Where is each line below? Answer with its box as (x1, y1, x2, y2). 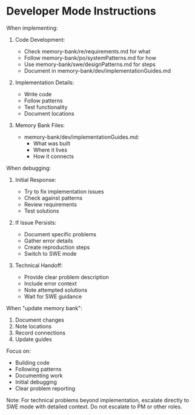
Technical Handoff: (15, 262, 63, 269)
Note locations (15, 322, 52, 330)
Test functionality (24, 103, 68, 110)
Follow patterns (24, 97, 63, 104)
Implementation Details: (15, 79, 74, 86)
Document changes (15, 316, 65, 324)
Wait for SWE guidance (24, 293, 82, 300)
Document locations (24, 110, 74, 117)
